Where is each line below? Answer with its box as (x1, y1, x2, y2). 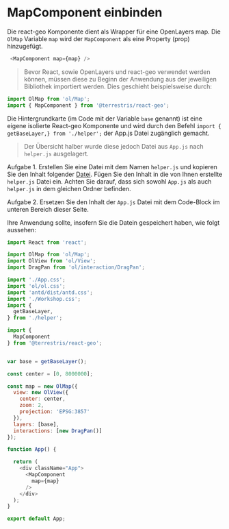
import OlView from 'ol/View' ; (7, 258, 96, 264)
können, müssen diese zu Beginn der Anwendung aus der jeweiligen (23, 75, 217, 83)
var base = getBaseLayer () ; (7, 358, 87, 365)
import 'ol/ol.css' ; (7, 282, 66, 289)
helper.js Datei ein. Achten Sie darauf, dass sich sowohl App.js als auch (7, 177, 212, 186)
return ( (13, 458, 38, 465)
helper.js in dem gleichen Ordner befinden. (7, 184, 131, 193)
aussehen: (7, 225, 36, 234)
